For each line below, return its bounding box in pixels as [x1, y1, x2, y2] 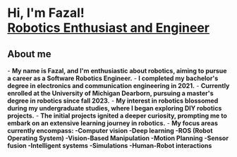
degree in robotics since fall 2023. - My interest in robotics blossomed [7, 96, 219, 105]
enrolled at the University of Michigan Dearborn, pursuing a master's [7, 89, 214, 97]
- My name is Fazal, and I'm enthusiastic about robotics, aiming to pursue [7, 67, 227, 75]
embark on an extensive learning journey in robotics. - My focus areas [7, 119, 219, 127]
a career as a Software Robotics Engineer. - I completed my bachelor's [7, 74, 219, 82]
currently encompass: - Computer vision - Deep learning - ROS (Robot [7, 127, 213, 134]
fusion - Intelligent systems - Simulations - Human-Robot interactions [7, 142, 212, 149]
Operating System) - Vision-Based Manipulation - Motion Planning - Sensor [7, 134, 229, 142]
